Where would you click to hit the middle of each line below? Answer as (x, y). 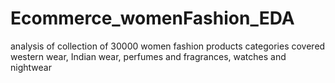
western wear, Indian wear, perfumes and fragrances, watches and (148, 56)
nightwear (31, 67)
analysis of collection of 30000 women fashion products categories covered (168, 46)
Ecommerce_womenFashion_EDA (152, 18)
